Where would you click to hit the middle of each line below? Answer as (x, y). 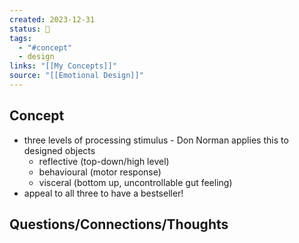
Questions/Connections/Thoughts (119, 224)
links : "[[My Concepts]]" (63, 66)
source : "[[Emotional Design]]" (76, 76)
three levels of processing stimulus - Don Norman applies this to (156, 140)
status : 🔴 (30, 29)
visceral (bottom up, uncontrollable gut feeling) (135, 182)
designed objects (59, 150)
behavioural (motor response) (100, 172)
